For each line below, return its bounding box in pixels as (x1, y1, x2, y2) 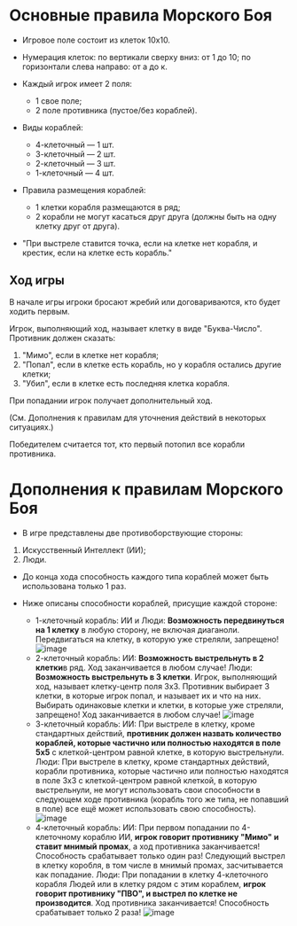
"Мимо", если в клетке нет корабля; (21, 349, 160, 360)
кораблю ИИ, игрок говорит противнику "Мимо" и (82, 831, 279, 842)
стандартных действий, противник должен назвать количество (35, 728, 282, 738)
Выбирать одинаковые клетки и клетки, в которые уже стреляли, (35, 699, 284, 710)
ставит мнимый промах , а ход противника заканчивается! (35, 841, 261, 852)
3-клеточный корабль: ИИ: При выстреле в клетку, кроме (35, 719, 255, 729)
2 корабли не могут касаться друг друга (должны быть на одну (35, 211, 277, 222)
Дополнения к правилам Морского (9, 479, 284, 499)
